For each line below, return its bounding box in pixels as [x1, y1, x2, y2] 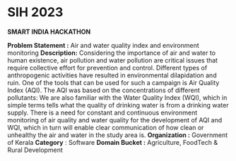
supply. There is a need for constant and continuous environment [7, 108, 198, 117]
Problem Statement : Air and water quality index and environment [7, 41, 199, 49]
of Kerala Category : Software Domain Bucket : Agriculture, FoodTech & [7, 138, 218, 146]
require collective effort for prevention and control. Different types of [7, 63, 208, 72]
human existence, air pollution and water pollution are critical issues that [7, 56, 218, 64]
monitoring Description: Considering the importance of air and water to [7, 49, 216, 57]
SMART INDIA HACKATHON [7, 27, 91, 36]
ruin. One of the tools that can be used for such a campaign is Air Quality [7, 78, 220, 86]
